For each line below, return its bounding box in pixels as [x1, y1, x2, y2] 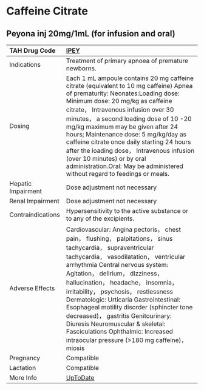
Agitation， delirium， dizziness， [66, 269, 163, 277]
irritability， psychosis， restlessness [66, 287, 174, 295]
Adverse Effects [9, 284, 55, 292]
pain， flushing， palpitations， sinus [66, 235, 173, 243]
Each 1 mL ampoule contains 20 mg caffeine [66, 74, 194, 82]
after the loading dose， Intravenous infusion [66, 147, 195, 155]
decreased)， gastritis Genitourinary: [66, 312, 172, 320]
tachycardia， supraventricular [66, 244, 154, 252]
